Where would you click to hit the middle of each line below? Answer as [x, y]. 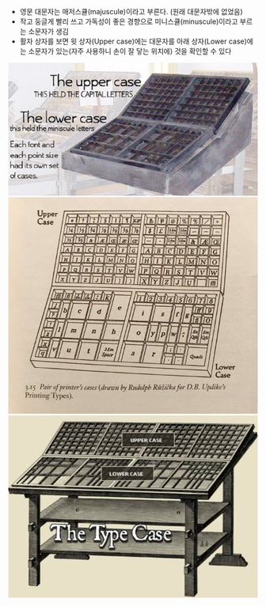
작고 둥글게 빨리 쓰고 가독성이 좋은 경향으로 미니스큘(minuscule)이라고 [129, 21]
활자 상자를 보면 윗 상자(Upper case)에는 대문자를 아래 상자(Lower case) [133, 41]
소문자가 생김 [48, 31]
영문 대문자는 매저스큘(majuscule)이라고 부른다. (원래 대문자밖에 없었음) [131, 11]
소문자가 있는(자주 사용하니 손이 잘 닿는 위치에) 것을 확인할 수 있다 [130, 51]
